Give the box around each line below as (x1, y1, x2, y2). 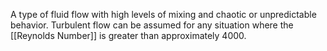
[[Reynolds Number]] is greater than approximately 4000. (10, 30, 247, 41)
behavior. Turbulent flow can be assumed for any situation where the (10, 19, 294, 31)
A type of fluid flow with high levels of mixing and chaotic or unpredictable (10, 9, 317, 20)
